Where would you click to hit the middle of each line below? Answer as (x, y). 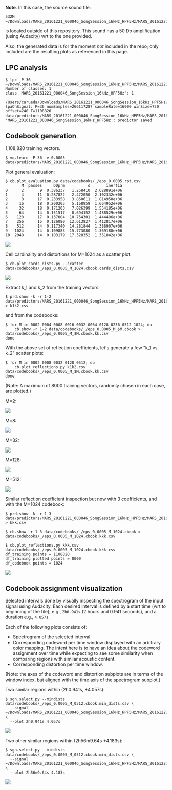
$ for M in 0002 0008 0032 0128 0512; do (50, 362)
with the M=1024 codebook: (35, 504)
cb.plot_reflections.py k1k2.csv (50, 367)
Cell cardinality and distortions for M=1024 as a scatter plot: (68, 254)
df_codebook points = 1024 (34, 563)
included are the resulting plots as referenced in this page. (67, 52)
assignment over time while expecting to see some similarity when (83, 653)
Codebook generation (41, 136)
